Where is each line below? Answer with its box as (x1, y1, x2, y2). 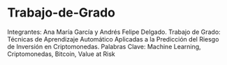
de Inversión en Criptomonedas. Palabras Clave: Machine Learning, (7, 42, 201, 50)
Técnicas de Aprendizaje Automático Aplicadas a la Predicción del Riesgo (7, 35, 219, 43)
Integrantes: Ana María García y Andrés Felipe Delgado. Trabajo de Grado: (7, 28, 221, 36)
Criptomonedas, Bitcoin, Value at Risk (7, 50, 115, 58)
